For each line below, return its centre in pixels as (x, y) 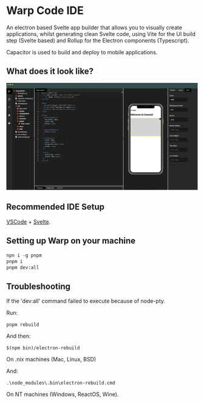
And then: (19, 336)
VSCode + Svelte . (29, 221)
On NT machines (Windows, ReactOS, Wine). (63, 394)
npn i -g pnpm (24, 256)
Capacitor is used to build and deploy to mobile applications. (82, 52)
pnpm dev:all (23, 268)
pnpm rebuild (23, 325)
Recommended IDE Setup (56, 207)
